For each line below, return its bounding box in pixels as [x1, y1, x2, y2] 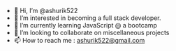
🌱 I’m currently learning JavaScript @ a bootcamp [13, 21, 157, 29]
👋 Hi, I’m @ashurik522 [13, 7, 78, 14]
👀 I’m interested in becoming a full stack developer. [13, 14, 162, 22]
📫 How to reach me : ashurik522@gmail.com [13, 37, 145, 44]
